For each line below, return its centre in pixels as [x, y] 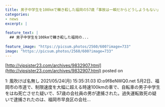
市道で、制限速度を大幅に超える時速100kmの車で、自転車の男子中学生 [89, 87]
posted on [113, 70]
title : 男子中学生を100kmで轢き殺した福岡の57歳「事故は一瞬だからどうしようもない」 [83, 10]
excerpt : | [16, 24]
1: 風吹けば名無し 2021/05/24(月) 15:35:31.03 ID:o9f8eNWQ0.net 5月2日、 [80, 81]
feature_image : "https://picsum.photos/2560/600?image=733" [68, 47]
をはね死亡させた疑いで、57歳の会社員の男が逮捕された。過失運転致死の [79, 93]
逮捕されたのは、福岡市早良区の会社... [52, 99]
